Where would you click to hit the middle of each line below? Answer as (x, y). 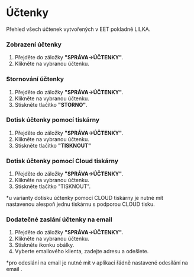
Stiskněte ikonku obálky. (44, 245)
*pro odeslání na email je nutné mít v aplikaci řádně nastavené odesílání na (97, 263)
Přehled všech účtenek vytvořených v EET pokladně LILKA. (78, 29)
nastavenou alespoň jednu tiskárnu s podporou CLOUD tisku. (80, 204)
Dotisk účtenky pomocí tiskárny (53, 120)
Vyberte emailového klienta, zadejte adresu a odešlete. (82, 251)
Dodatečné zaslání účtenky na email (59, 219)
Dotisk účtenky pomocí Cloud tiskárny (62, 161)
